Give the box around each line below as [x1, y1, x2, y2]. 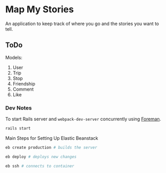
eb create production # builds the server [5, 145, 97, 150]
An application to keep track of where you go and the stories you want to [5, 20, 159, 27]
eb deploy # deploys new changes [5, 154, 77, 159]
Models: [5, 54, 23, 60]
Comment [12, 86, 34, 92]
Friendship [12, 80, 36, 86]
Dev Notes [5, 104, 32, 111]
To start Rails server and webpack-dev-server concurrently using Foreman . [5, 116, 161, 122]
